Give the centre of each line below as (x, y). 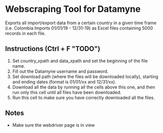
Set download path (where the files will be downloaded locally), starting (85, 76)
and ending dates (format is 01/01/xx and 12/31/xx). (64, 82)
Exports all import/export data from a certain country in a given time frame (81, 23)
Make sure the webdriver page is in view (54, 125)
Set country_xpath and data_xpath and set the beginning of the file (80, 61)
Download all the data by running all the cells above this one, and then (84, 87)
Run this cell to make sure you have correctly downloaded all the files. (83, 97)
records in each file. (25, 33)
